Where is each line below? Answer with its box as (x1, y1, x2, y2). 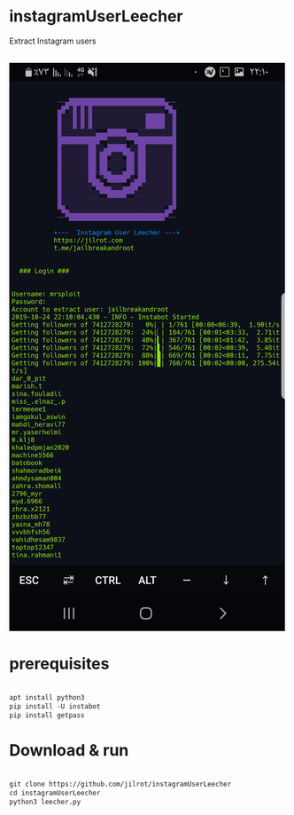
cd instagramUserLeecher (9, 788, 101, 797)
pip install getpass (9, 710, 86, 720)
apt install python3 (9, 692, 86, 702)
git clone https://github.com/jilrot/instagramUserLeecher (9, 779, 232, 788)
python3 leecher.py (9, 797, 81, 806)
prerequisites (9, 654, 110, 674)
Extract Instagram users (9, 36, 97, 46)
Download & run (9, 740, 129, 761)
